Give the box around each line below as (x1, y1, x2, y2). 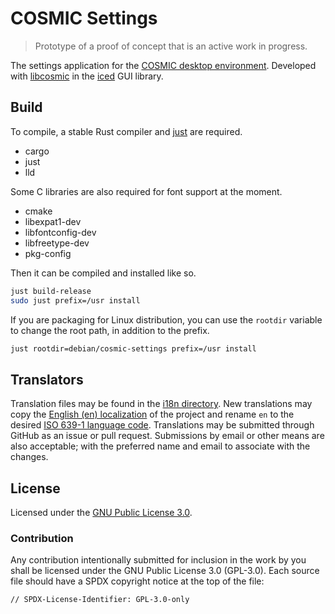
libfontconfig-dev (24, 226, 97, 238)
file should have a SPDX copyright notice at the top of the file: (10, 575, 265, 587)
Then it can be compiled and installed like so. (10, 267, 197, 279)
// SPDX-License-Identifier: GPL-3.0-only (10, 595, 190, 605)
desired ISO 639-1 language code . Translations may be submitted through (10, 419, 315, 431)
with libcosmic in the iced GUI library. (10, 70, 164, 82)
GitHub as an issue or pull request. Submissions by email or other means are (10, 430, 325, 442)
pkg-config (24, 247, 72, 259)
